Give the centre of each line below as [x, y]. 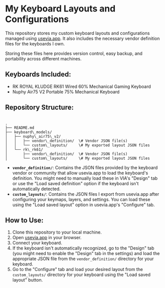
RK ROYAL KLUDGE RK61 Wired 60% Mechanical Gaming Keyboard [82, 86]
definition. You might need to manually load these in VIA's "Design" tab [85, 178]
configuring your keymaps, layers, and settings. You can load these [81, 199]
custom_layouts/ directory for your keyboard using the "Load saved [81, 275]
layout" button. [28, 280]
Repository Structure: [40, 108]
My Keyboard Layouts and [60, 9]
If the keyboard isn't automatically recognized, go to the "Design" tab [83, 248]
